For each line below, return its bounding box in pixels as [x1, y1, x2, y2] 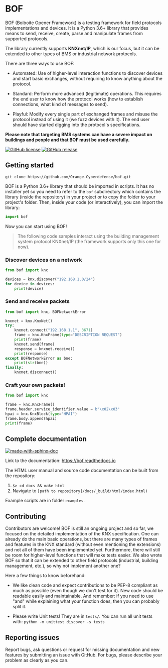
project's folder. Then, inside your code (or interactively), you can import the [5, 199, 163, 205]
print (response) [14, 351, 49, 356]
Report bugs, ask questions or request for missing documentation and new [5, 646, 159, 653]
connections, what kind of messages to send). [12, 101, 108, 107]
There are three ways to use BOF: [5, 60, 75, 66]
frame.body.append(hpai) [5, 416, 57, 421]
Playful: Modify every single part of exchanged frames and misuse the [12, 111, 158, 117]
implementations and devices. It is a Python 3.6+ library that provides [5, 25, 149, 31]
